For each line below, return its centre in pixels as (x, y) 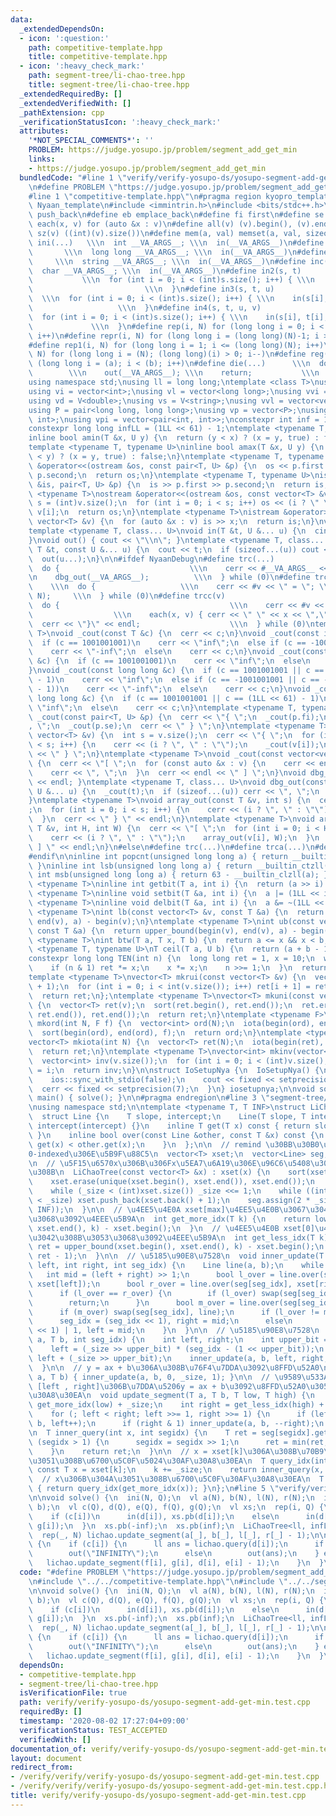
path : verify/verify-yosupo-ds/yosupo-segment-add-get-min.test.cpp (165, 1702)
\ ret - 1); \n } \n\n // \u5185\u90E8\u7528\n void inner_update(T (176, 1256)
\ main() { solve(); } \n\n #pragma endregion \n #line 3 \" (149, 1098)
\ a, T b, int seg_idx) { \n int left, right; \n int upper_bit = (178, 1340)
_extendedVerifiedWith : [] (75, 103)
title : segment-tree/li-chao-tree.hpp (109, 85)
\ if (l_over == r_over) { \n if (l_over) (142, 1293)
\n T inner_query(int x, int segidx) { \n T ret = (142, 1432)
